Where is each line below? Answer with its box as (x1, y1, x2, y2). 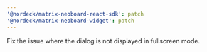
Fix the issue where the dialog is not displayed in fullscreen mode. (6, 36, 201, 45)
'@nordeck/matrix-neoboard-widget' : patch (6, 17, 134, 24)
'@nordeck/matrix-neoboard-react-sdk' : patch (6, 10, 144, 18)
